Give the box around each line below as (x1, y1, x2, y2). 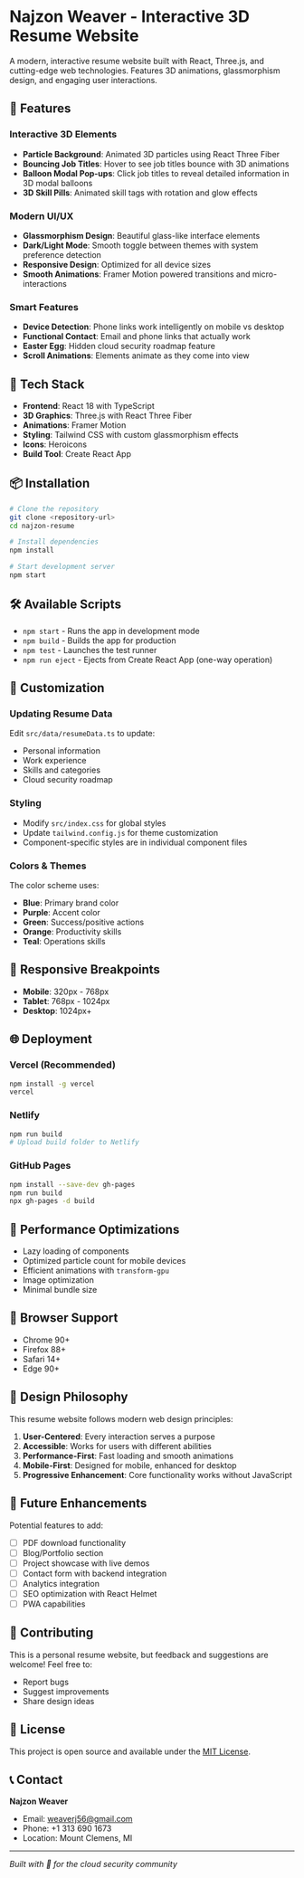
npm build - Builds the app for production (22, 635, 176, 646)
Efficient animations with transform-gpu (22, 1265, 170, 1276)
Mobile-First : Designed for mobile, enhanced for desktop (22, 1459, 237, 1471)
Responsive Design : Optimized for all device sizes (22, 259, 211, 270)
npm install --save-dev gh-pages (9, 1180, 136, 1189)
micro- (252, 269, 278, 280)
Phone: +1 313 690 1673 (22, 1823, 112, 1834)
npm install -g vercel (9, 1079, 95, 1088)
